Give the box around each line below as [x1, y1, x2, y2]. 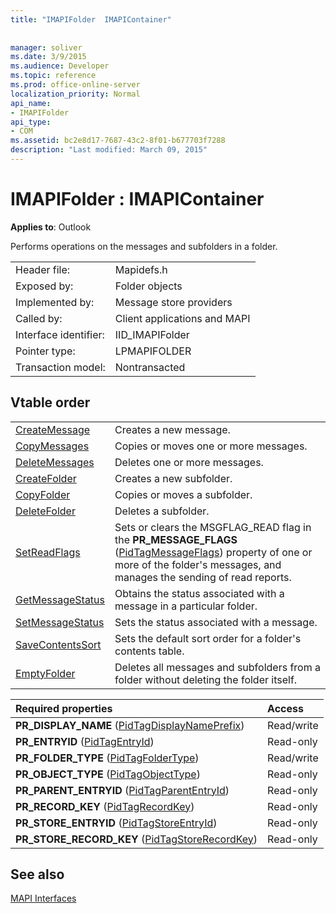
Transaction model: [15, 360, 106, 374]
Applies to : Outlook [10, 221, 92, 233]
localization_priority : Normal [10, 89, 141, 99]
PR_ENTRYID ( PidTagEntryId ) [15, 734, 155, 748]
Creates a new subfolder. [114, 471, 233, 485]
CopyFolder [15, 487, 71, 501]
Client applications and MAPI [114, 311, 251, 325]
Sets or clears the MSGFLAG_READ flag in [114, 520, 312, 534]
